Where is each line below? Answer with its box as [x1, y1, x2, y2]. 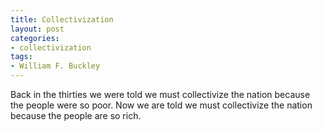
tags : [10, 52, 33, 62]
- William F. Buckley [10, 61, 101, 71]
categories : [10, 33, 60, 43]
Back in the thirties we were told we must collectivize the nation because [10, 89, 311, 100]
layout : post [10, 24, 65, 34]
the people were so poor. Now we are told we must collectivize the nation [10, 99, 313, 111]
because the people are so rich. [10, 110, 142, 121]
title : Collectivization [10, 14, 114, 25]
